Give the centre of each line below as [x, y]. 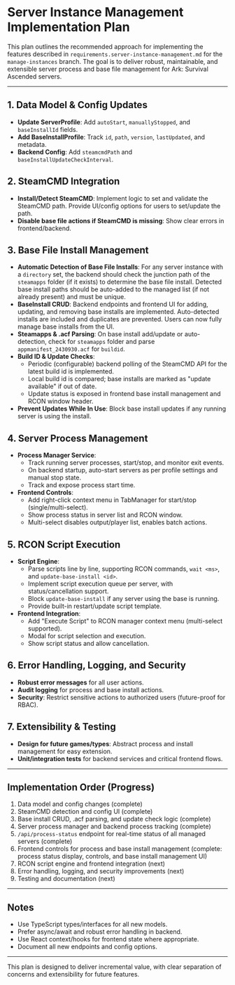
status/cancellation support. [68, 591]
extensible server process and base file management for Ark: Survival [108, 69]
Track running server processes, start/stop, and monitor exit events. [126, 463]
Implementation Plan [69, 27]
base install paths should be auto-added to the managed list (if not [113, 289]
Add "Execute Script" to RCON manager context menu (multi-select [125, 621]
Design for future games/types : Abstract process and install [105, 743]
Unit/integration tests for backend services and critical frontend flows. [120, 758]
